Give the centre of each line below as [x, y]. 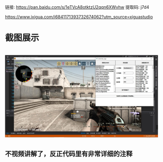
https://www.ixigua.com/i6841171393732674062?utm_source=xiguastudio [79, 17]
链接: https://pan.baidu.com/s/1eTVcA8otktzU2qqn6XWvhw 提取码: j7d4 [77, 7]
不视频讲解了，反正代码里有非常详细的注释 [69, 154]
